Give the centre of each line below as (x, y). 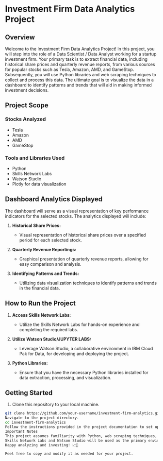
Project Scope (27, 105)
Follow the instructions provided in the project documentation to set (79, 427)
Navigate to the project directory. (42, 418)
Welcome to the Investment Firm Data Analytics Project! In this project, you (80, 49)
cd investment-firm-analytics (36, 423)
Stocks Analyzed (25, 119)
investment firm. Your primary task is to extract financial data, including (76, 59)
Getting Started (29, 393)
